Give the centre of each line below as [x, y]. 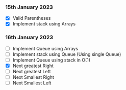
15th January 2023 [29, 7]
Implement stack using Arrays [44, 24]
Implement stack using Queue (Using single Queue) [67, 54]
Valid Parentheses [32, 18]
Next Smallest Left [32, 83]
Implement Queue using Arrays [45, 48]
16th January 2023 [29, 38]
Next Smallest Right [33, 77]
